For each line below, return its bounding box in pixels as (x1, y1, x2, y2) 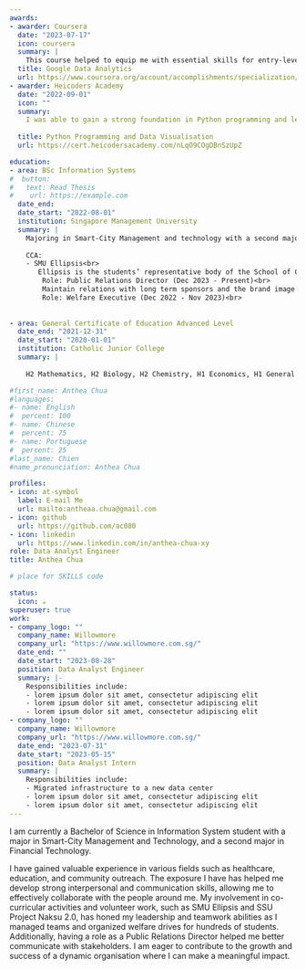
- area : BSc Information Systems (9, 165, 137, 174)
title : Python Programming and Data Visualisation (17, 132, 214, 142)
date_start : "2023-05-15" (17, 750, 117, 759)
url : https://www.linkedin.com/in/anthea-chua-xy (17, 538, 209, 548)
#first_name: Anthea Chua (9, 385, 107, 395)
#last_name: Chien (9, 454, 79, 463)
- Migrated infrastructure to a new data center (25, 784, 214, 793)
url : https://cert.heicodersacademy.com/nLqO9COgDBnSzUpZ (17, 141, 243, 150)
